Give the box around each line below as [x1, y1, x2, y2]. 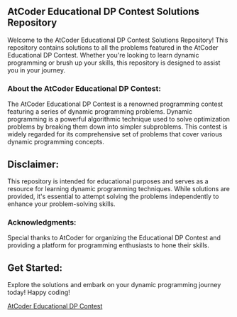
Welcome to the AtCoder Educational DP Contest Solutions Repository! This [7, 36, 228, 44]
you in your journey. [7, 65, 66, 74]
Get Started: [7, 262, 62, 274]
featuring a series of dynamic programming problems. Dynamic [7, 107, 193, 116]
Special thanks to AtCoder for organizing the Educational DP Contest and [7, 234, 221, 242]
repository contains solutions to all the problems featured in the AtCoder [7, 43, 219, 52]
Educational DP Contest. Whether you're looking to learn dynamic [7, 50, 199, 59]
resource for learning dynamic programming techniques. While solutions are [7, 184, 231, 193]
